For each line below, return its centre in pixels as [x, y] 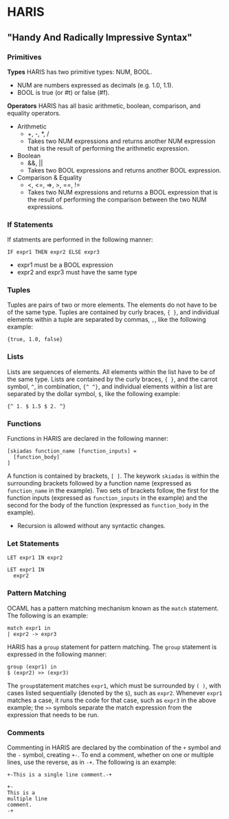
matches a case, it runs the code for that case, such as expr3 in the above [112, 700]
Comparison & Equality [50, 177]
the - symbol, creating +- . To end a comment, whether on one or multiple [111, 754]
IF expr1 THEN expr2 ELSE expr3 [53, 252]
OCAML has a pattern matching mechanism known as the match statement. [113, 608]
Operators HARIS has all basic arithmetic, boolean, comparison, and [104, 106]
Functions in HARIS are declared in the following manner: [88, 439]
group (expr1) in [32, 667]
